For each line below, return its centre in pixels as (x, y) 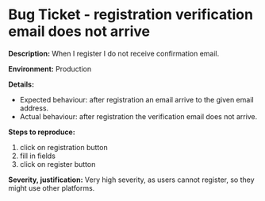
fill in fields (37, 156)
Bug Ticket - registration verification (131, 15)
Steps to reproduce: (42, 132)
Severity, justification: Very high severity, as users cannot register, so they (132, 180)
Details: (21, 84)
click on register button (58, 164)
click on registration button (64, 147)
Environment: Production (50, 68)
